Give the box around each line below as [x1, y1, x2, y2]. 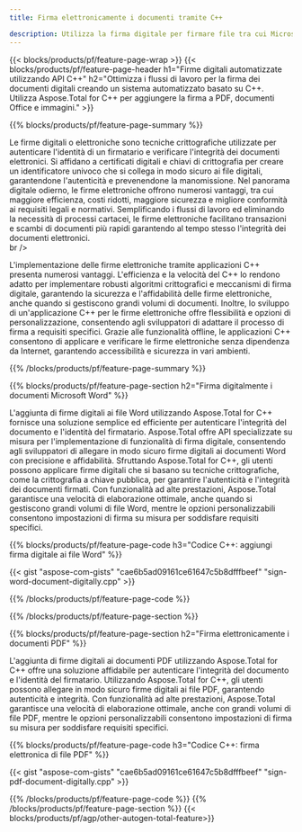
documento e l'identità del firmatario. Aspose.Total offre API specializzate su [9, 426, 293, 437]
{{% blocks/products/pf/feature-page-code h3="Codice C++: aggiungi [9, 539, 272, 550]
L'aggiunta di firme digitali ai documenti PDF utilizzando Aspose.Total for [9, 655, 279, 666]
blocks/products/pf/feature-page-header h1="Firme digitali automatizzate [9, 64, 283, 75]
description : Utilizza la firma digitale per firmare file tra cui [9, 29, 268, 39]
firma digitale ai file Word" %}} [9, 549, 123, 559]
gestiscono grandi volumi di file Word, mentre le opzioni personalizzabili [9, 503, 276, 514]
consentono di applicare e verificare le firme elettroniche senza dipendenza [9, 335, 290, 346]
